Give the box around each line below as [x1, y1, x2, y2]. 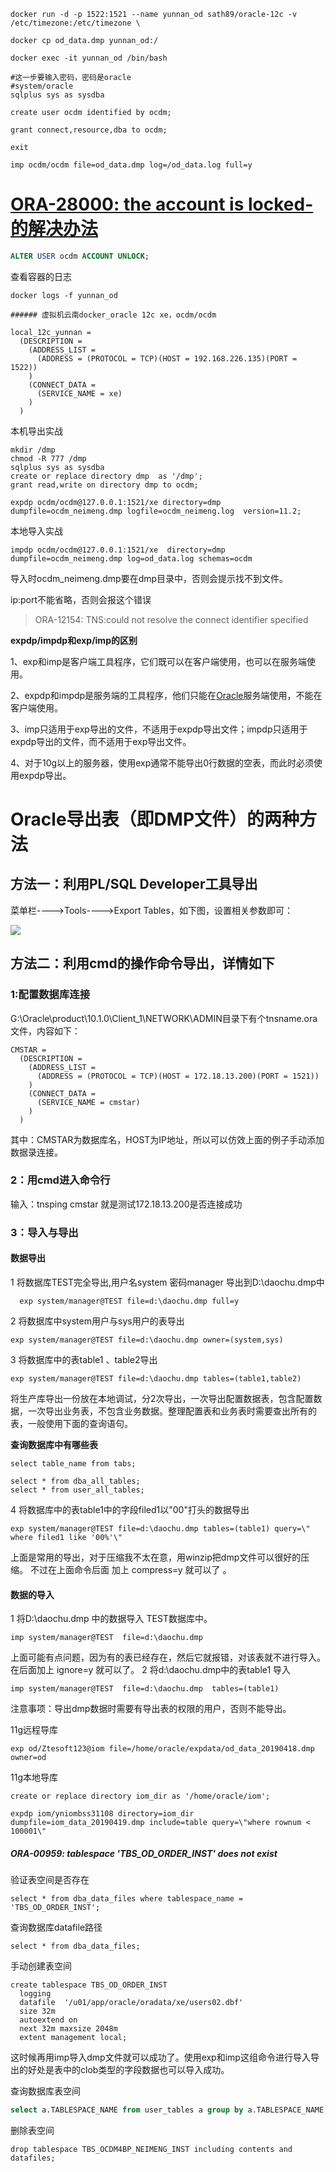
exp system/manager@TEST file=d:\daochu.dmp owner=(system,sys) [10, 1335, 284, 1345]
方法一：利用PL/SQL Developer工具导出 [10, 876, 258, 893]
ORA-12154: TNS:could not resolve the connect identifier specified [34, 613, 309, 625]
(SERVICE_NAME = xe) [36, 388, 123, 399]
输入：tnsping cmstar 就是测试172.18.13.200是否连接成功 [10, 1198, 243, 1210]
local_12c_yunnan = [10, 327, 92, 337]
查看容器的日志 [10, 270, 72, 282]
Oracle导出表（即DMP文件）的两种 [10, 808, 300, 830]
